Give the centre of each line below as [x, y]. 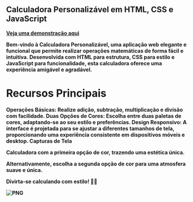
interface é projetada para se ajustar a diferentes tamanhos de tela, [90, 128]
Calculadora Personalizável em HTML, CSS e [90, 10]
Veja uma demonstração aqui [43, 33]
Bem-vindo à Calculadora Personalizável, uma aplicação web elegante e [97, 44]
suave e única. [24, 170]
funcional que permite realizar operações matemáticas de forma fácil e [95, 51]
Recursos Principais [56, 93]
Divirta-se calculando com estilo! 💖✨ [52, 181]
